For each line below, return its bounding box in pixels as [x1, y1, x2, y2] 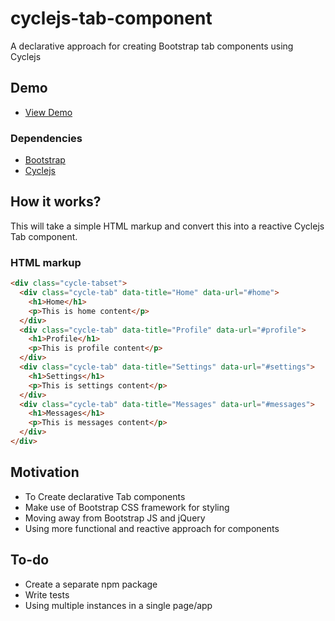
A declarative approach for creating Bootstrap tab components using [10, 40, 294, 52]
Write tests [24, 588, 70, 601]
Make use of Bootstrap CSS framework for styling [24, 501, 230, 513]
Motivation [10, 464, 80, 481]
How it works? [10, 193, 102, 211]
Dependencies [10, 131, 83, 145]
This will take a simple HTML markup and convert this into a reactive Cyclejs [10, 220, 325, 232]
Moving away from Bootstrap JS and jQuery [24, 512, 206, 524]
